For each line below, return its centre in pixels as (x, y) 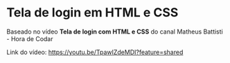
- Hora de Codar (30, 38)
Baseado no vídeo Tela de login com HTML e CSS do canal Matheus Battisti (115, 32)
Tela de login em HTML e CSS (92, 13)
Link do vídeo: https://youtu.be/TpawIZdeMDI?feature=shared (95, 52)
